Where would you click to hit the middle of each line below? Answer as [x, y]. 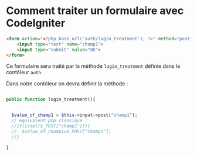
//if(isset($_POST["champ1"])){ [51, 126]
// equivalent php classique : [50, 121]
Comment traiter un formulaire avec [95, 11]
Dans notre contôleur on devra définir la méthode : [67, 84]
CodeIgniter [36, 23]
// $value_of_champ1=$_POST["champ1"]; [61, 131]
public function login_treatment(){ [51, 100]
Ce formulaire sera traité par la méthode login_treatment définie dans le [93, 66]
